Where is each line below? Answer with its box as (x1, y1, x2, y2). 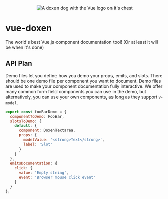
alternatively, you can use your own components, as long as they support (5, 94, 158, 100)
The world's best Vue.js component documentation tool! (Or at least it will (5, 39, 158, 45)
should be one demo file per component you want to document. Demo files (5, 78, 161, 84)
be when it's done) (5, 44, 44, 51)
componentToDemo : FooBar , (10, 114, 65, 119)
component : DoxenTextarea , (18, 128, 76, 133)
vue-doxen (5, 23, 52, 34)
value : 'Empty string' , (18, 170, 69, 175)
